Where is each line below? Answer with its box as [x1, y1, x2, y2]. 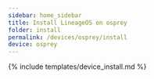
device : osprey [8, 41, 58, 48]
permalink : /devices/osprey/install [8, 33, 127, 41]
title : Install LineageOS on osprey [8, 19, 127, 27]
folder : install [8, 26, 61, 34]
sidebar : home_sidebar [8, 11, 82, 20]
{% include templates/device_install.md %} [8, 62, 147, 71]
